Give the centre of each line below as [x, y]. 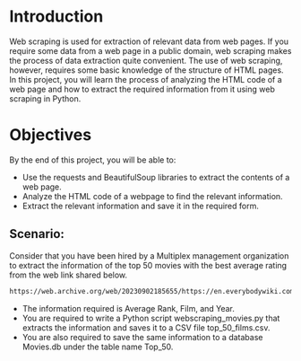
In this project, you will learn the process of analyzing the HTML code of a [146, 79]
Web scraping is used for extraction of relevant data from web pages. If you [149, 41]
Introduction [56, 17]
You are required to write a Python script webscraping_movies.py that [151, 318]
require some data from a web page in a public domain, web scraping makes [150, 50]
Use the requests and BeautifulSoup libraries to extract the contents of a [156, 177]
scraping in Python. [45, 98]
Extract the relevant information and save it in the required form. [141, 206]
